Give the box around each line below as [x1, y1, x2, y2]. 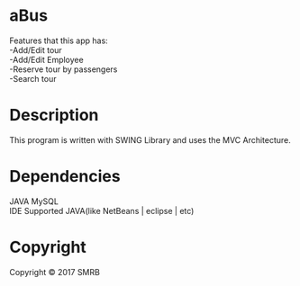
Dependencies [9, 166, 121, 187]
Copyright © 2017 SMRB [9, 266, 101, 277]
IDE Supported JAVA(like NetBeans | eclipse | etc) [9, 205, 195, 216]
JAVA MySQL [9, 195, 59, 207]
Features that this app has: [9, 35, 108, 46]
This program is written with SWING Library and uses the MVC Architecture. [9, 134, 291, 145]
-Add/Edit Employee [9, 54, 84, 65]
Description [9, 105, 99, 126]
